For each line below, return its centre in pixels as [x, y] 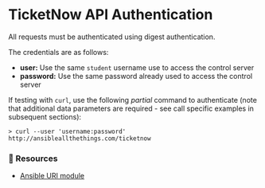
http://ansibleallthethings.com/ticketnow [80, 138]
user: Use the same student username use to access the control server [137, 67]
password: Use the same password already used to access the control [136, 76]
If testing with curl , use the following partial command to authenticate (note [132, 100]
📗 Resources [33, 159]
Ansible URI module [52, 176]
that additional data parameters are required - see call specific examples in [131, 108]
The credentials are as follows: [58, 52]
